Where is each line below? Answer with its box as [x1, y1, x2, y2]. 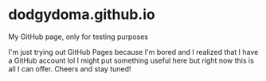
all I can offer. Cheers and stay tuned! [8, 64, 131, 73]
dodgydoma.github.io [8, 6, 155, 24]
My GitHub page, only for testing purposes [8, 32, 149, 41]
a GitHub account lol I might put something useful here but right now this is [8, 56, 255, 65]
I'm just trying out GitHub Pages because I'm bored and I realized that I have [8, 47, 259, 56]
